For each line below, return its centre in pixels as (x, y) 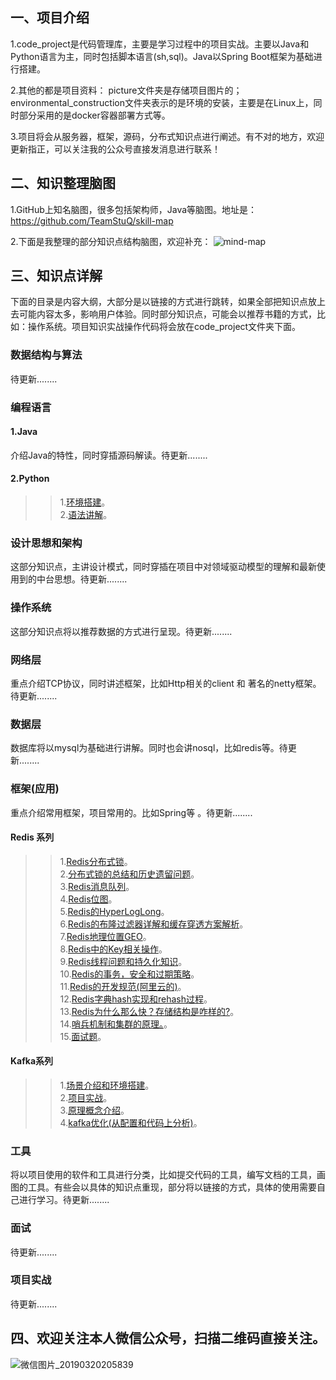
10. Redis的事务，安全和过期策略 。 (129, 974)
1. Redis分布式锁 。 (96, 861)
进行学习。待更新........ (64, 1200)
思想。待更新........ (90, 579)
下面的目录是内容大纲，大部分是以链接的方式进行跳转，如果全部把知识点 (159, 302)
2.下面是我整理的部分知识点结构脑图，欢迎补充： (111, 241)
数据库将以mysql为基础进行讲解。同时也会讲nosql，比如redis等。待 (149, 748)
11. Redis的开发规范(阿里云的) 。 (123, 986)
